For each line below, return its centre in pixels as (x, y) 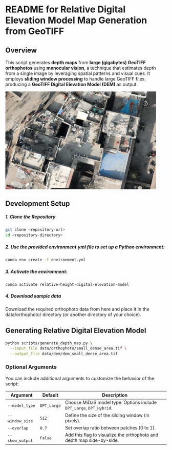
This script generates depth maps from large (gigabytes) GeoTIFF (76, 62)
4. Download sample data (33, 296)
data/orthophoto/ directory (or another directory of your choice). (73, 315)
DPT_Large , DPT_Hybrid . (89, 408)
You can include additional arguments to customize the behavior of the (80, 378)
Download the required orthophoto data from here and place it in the (77, 309)
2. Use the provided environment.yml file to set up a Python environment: (85, 247)
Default (50, 395)
